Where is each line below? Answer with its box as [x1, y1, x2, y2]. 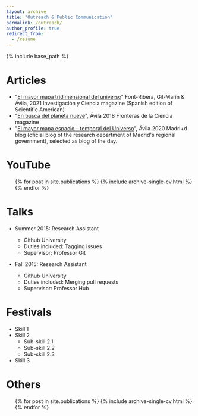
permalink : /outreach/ [6, 20, 62, 26]
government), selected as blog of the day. [14, 137, 118, 145]
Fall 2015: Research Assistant [14, 260, 87, 268]
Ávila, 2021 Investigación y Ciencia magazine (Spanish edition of [14, 99, 173, 107]
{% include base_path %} [6, 53, 69, 60]
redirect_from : [6, 31, 44, 37]
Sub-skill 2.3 [23, 351, 55, 358]
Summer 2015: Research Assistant [14, 224, 99, 232]
